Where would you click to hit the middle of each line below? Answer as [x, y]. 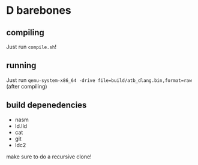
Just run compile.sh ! [31, 47]
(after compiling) [27, 86]
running [21, 65]
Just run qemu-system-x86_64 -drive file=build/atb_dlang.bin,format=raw [99, 80]
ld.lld [21, 126]
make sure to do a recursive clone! [49, 157]
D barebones [39, 10]
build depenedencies [46, 105]
